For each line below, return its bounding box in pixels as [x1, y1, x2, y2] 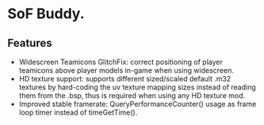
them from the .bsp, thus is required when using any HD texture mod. [18, 91, 246, 100]
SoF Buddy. [7, 5, 85, 23]
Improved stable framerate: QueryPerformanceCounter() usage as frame [18, 100, 257, 108]
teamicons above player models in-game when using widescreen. [18, 66, 235, 75]
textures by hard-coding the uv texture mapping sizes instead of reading [18, 82, 257, 92]
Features [7, 36, 52, 50]
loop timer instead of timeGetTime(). [18, 108, 138, 117]
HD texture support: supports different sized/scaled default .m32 [18, 74, 231, 83]
